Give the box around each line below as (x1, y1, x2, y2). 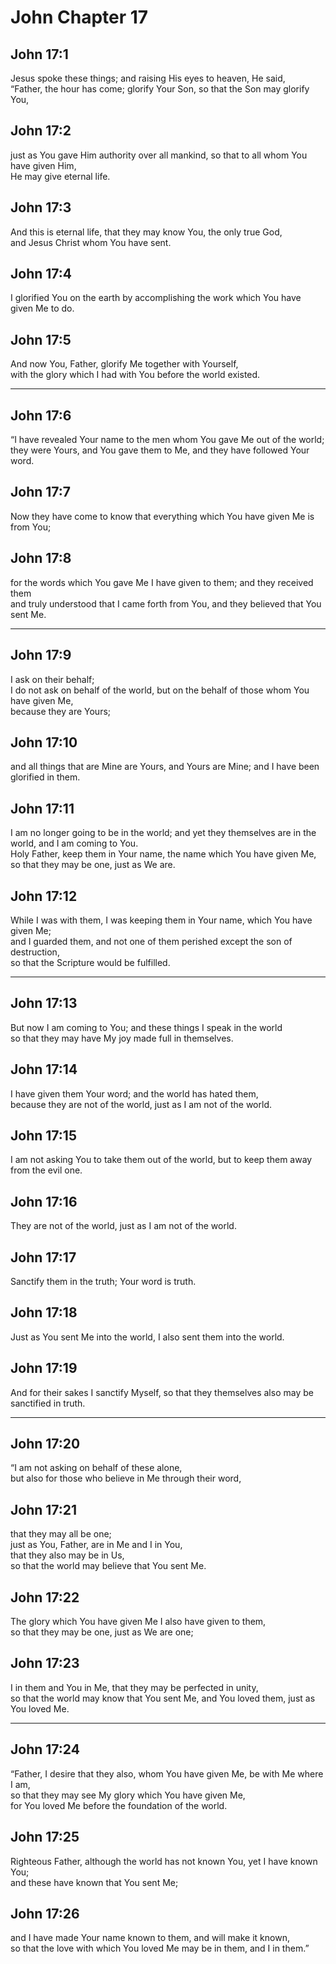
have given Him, (10, 159, 77, 171)
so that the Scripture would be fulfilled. (10, 956, 171, 968)
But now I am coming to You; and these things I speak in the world (10, 1021, 283, 1033)
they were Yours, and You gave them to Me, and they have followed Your (10, 444, 310, 456)
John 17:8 (10, 550, 72, 567)
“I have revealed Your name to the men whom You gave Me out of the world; (10, 434, 325, 446)
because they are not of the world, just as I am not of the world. (10, 1098, 272, 1110)
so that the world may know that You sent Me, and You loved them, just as (10, 1692, 316, 1704)
